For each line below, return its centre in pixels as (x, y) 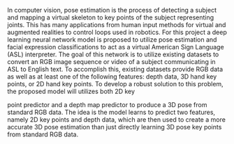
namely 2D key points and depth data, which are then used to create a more (116, 120)
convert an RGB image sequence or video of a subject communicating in (111, 62)
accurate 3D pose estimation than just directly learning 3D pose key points (115, 127)
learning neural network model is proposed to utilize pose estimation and (112, 40)
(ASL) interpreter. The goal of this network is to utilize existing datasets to (113, 54)
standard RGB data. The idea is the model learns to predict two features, (111, 112)
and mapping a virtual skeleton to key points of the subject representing (111, 17)
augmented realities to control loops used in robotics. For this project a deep (117, 32)
